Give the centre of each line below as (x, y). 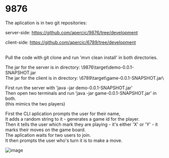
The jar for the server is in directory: (43, 67)
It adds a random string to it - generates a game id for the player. (72, 119)
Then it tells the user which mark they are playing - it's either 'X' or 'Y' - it (81, 124)
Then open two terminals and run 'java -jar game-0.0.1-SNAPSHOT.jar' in (81, 93)
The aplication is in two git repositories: (46, 23)
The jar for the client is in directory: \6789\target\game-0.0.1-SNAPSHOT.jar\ (84, 78)
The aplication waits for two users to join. (48, 135)
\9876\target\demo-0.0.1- (107, 67)
